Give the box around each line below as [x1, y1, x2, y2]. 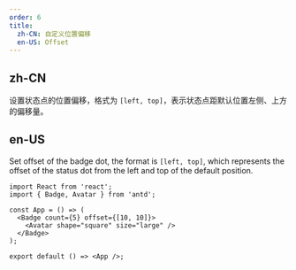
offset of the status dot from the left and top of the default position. [9, 165, 254, 175]
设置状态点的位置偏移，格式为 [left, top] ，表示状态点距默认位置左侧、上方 [9, 95, 287, 106]
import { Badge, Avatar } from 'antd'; [9, 189, 156, 199]
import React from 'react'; [9, 182, 113, 191]
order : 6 [9, 12, 42, 22]
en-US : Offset [17, 37, 69, 47]
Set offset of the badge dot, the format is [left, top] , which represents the [9, 156, 285, 166]
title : [9, 21, 34, 30]
